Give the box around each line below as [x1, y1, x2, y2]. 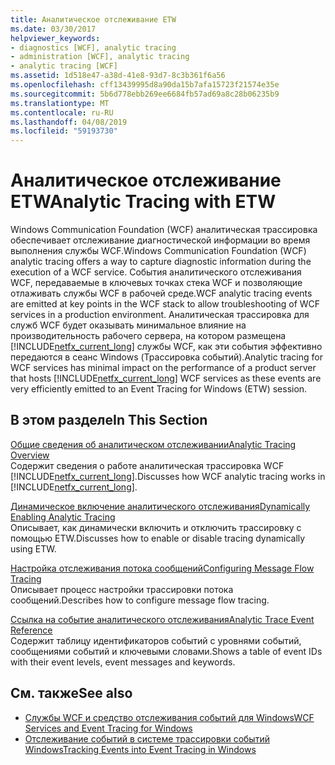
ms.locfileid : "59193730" [10, 126, 118, 136]
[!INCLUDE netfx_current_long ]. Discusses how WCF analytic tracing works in [10, 470, 326, 482]
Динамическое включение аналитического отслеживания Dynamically [10, 500, 311, 512]
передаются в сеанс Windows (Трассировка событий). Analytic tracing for [10, 351, 323, 363]
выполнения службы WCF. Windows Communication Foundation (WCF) [10, 245, 307, 257]
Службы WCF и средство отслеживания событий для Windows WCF [24, 711, 315, 723]
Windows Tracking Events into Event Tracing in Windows [24, 743, 257, 755]
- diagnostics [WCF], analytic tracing [10, 42, 177, 53]
